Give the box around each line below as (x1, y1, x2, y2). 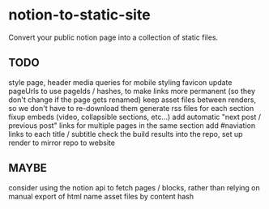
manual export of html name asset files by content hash (8, 191, 194, 201)
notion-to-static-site (8, 6, 152, 24)
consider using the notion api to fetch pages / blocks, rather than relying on (8, 182, 261, 192)
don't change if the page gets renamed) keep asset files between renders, (8, 95, 257, 104)
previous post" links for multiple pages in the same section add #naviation (8, 120, 256, 130)
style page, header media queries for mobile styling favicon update (8, 77, 233, 87)
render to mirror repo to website (8, 138, 116, 147)
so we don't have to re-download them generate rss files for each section (8, 103, 254, 113)
